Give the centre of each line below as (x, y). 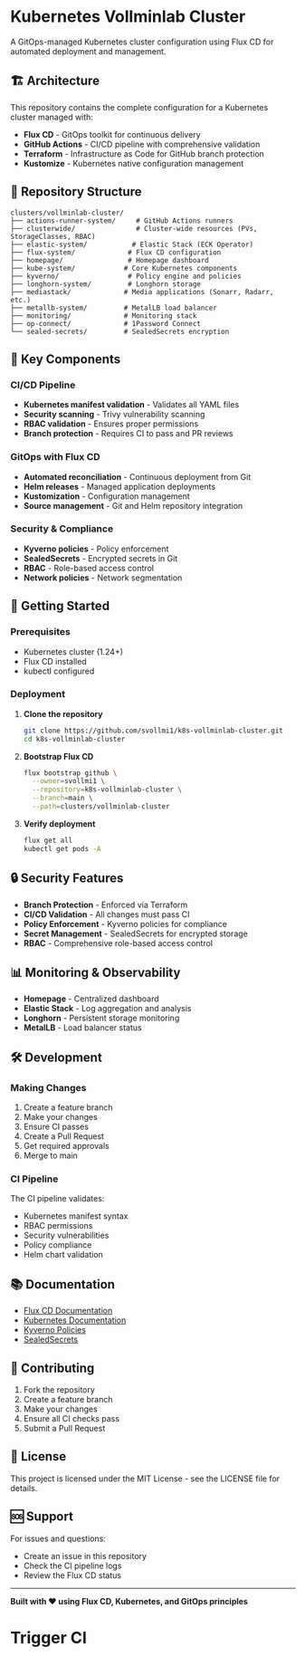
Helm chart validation (63, 1255)
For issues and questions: (58, 1538)
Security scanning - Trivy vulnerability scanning (114, 415)
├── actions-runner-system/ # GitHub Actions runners (122, 220)
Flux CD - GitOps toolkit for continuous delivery (112, 134)
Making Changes (48, 1087)
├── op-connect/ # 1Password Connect (106, 323)
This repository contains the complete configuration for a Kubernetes (139, 107)
